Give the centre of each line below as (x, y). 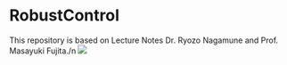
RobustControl (65, 16)
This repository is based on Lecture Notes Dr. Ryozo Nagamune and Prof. (144, 40)
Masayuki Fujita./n (43, 51)
